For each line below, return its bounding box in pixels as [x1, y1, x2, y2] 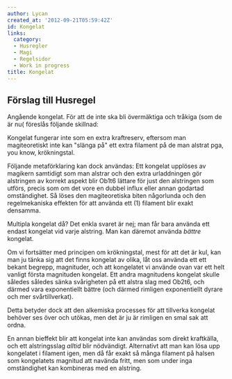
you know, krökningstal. [7, 148, 75, 157]
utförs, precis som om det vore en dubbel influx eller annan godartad [7, 184, 204, 192]
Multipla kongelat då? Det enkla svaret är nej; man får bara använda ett [7, 220, 210, 229]
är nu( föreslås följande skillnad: [7, 120, 99, 129]
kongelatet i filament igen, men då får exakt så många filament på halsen [7, 349, 215, 357]
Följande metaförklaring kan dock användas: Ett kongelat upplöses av [7, 162, 206, 171]
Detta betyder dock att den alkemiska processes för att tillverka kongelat [7, 306, 215, 314]
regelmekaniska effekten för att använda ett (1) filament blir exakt [7, 199, 193, 208]
